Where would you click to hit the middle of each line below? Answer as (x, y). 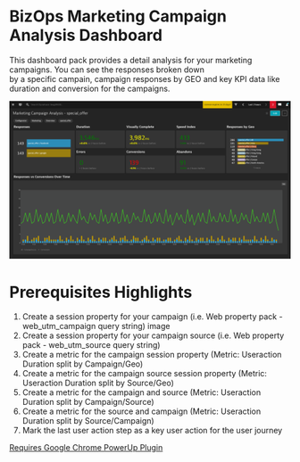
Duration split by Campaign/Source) (88, 402)
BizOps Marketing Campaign (118, 16)
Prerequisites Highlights (101, 292)
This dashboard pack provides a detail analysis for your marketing (131, 60)
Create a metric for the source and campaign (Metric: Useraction (142, 411)
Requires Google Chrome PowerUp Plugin (86, 448)
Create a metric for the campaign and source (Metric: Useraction (142, 392)
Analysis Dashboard (86, 35)
